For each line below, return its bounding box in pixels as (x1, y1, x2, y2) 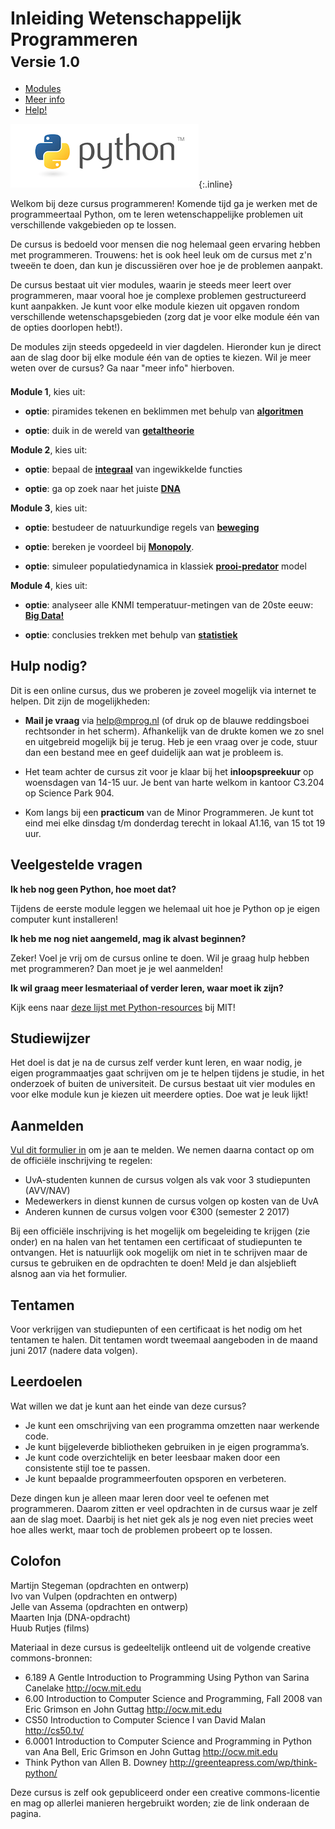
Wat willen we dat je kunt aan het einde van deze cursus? (10, 1400, 247, 1412)
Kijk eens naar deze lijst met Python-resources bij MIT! (10, 1001, 236, 1013)
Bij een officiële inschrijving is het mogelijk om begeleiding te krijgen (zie (10, 1225, 311, 1237)
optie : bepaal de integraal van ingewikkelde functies (24, 463, 243, 475)
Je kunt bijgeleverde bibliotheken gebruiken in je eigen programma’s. (24, 1440, 310, 1452)
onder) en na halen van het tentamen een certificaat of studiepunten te (10, 1236, 303, 1248)
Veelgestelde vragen (10, 857, 143, 874)
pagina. (10, 1807, 42, 1819)
